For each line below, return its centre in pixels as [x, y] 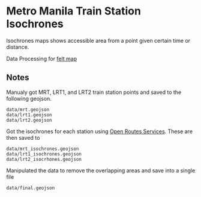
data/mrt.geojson [28, 110]
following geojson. [29, 98]
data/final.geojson [31, 188]
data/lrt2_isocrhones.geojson [44, 159]
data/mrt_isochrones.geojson [43, 149]
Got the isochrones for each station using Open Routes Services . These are [100, 131]
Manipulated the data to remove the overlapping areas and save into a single [101, 170]
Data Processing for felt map [42, 58]
